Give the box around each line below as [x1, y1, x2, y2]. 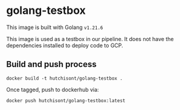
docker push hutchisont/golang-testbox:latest [6, 97, 126, 103]
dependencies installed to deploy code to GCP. [6, 42, 124, 49]
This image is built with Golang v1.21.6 [6, 24, 103, 31]
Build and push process [6, 59, 97, 70]
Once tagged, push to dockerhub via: [6, 86, 99, 93]
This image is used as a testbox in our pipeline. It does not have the [6, 35, 174, 42]
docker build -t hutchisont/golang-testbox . [6, 75, 123, 82]
